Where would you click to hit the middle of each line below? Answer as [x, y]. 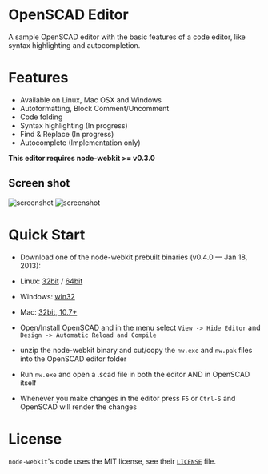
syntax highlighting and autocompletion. [74, 45]
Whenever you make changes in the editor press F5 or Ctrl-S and [128, 398]
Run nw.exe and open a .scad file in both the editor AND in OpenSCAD [135, 374]
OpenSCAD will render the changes [78, 407]
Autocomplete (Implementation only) [80, 143]
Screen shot [39, 183]
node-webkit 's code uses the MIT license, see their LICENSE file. [112, 461]
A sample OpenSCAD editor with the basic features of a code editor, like [127, 37]
